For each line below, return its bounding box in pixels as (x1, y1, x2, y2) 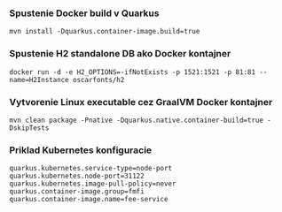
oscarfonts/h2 (72, 75, 125, 84)
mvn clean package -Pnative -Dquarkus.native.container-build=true (9, 116, 264, 125)
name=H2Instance (9, 75, 69, 84)
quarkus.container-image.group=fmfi (9, 187, 145, 196)
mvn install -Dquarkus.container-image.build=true (9, 27, 200, 36)
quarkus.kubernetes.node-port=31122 (9, 171, 145, 181)
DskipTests (9, 123, 50, 132)
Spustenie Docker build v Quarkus (9, 7, 160, 19)
